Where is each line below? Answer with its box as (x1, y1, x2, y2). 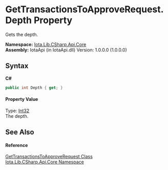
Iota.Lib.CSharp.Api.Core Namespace (5, 159, 85, 165)
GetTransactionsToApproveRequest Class (5, 154, 93, 160)
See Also (5, 128, 34, 137)
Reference (5, 142, 28, 148)
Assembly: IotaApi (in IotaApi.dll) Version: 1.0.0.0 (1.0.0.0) (5, 47, 127, 53)
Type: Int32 (5, 108, 30, 114)
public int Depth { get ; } (5, 85, 63, 90)
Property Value (5, 96, 38, 102)
